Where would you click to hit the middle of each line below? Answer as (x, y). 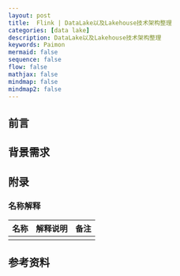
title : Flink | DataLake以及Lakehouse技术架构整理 (90, 23)
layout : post (30, 15)
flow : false (28, 67)
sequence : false (35, 60)
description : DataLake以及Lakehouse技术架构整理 (85, 38)
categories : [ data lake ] (49, 30)
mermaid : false (33, 52)
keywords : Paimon (37, 45)
